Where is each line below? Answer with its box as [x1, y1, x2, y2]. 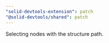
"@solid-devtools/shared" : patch [5, 14, 88, 20]
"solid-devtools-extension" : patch [5, 8, 94, 15]
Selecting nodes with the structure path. [5, 30, 104, 37]
